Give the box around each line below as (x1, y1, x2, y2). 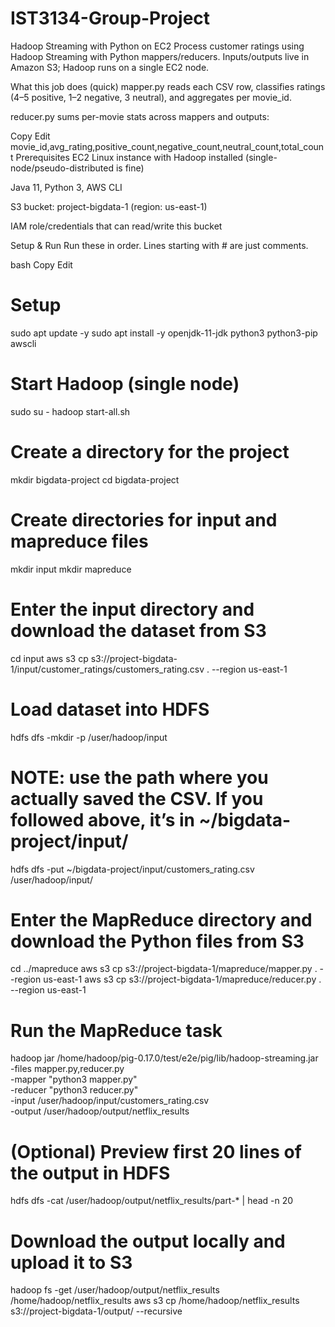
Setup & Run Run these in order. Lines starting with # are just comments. (10, 239, 309, 251)
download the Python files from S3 (10, 930, 305, 952)
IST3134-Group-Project (10, 7, 211, 30)
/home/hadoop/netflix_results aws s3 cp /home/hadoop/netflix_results (10, 1295, 300, 1307)
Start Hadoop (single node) (10, 373, 240, 396)
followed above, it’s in (10, 808, 195, 831)
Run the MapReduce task (10, 1019, 223, 1042)
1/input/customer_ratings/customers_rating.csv (10, 663, 205, 675)
